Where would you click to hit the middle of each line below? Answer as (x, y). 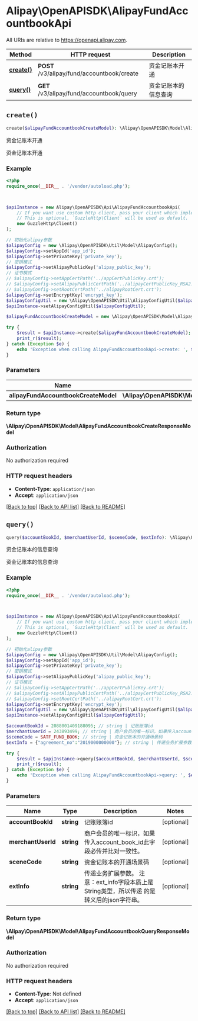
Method (21, 54)
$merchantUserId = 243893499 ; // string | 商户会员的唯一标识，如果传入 (91, 732)
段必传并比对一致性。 (114, 851)
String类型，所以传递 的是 (120, 891)
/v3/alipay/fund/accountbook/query (88, 93)
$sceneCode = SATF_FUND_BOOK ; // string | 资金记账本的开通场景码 (85, 737)
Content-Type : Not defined (48, 994)
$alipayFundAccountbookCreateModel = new (58, 317)
